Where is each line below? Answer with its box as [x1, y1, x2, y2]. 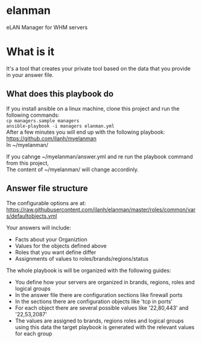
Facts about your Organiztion [14, 235, 87, 243]
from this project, [6, 159, 49, 166]
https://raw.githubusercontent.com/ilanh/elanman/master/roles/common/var [6, 206, 196, 213]
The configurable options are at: [6, 199, 86, 206]
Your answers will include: [6, 224, 71, 231]
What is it [6, 45, 55, 59]
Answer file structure [6, 183, 89, 194]
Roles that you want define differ [14, 249, 96, 256]
